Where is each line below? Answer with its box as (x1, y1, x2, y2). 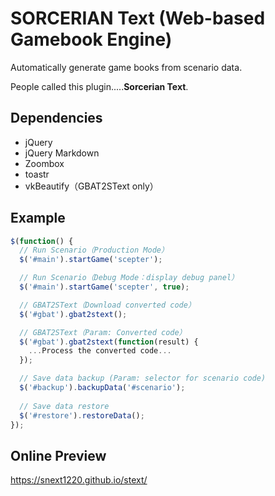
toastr (24, 168, 50, 180)
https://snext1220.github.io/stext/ (10, 474, 148, 486)
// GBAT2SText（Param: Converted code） (19, 327, 187, 337)
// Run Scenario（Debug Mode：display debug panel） (19, 273, 239, 283)
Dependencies (10, 110, 103, 127)
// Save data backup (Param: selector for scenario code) (19, 373, 267, 384)
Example (10, 210, 66, 227)
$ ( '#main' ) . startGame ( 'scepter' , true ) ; (19, 282, 190, 292)
